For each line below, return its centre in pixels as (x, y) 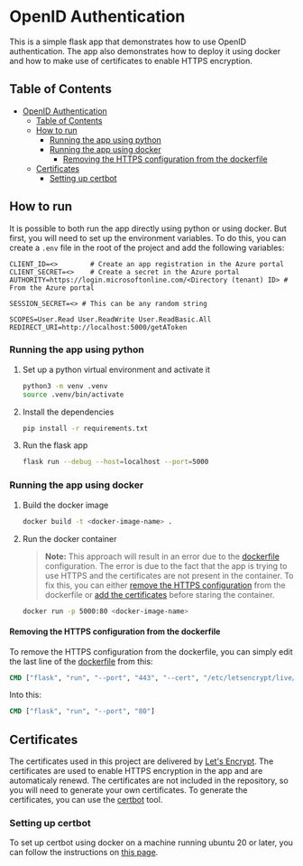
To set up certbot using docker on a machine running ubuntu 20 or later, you (151, 843)
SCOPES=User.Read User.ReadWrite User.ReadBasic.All (110, 319)
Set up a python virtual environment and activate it (116, 369)
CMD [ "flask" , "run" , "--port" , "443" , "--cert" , (105, 678)
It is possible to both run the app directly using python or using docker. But (148, 228)
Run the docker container (69, 538)
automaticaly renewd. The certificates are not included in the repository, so (149, 781)
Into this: (26, 695)
